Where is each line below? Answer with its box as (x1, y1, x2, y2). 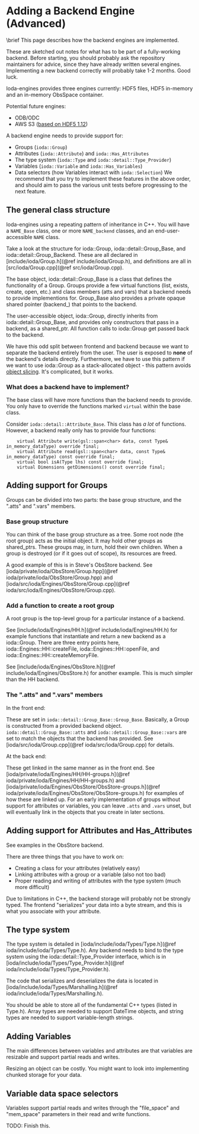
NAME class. (33, 233, 60, 240)
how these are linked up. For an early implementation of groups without (6, 796, 181, 803)
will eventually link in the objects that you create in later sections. (6, 808, 165, 815)
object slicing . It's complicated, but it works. (6, 367, 114, 375)
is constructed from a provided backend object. (6, 722, 123, 729)
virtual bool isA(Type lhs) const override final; (17, 459, 145, 465)
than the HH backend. (6, 676, 60, 683)
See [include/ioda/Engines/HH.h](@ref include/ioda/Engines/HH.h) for (6, 626, 178, 634)
